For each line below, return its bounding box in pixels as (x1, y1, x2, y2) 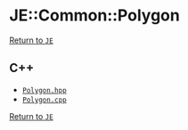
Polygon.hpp (21, 85, 67, 94)
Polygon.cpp (21, 95, 67, 104)
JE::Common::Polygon (9, 5, 180, 26)
